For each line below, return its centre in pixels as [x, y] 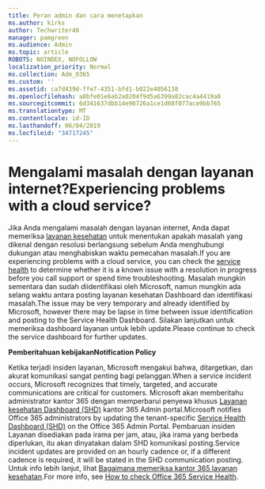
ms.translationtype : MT [47, 111]
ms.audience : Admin [40, 45]
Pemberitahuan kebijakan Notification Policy [82, 352]
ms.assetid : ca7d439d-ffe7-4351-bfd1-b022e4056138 [93, 89]
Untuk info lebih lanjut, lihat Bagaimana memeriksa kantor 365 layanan [123, 468]
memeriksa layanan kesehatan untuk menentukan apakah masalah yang [125, 236]
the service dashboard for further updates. [78, 337]
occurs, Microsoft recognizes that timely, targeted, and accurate [113, 384]
